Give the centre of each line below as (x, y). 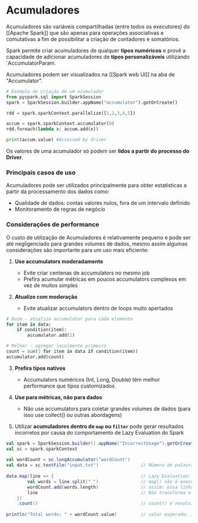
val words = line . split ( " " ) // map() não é (103, 481)
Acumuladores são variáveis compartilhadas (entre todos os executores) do (98, 27)
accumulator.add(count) (35, 357)
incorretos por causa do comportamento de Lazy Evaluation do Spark (99, 432)
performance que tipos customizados (69, 386)
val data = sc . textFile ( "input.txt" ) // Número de (89, 465)
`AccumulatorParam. (31, 63)
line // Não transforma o (109, 492)
